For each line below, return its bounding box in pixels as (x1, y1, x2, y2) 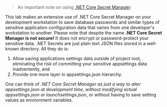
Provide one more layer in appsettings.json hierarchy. (12, 71, 122, 77)
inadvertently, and (12, 66, 50, 72)
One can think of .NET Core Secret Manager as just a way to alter (5, 81, 141, 87)
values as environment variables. (5, 97, 73, 103)
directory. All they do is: (19, 46, 69, 51)
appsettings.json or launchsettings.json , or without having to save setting (5, 92, 156, 97)
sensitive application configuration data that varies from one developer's (5, 24, 155, 30)
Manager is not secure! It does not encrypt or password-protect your (5, 35, 149, 41)
